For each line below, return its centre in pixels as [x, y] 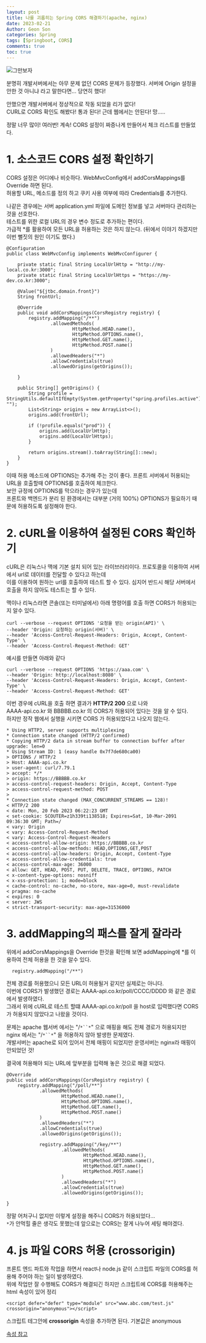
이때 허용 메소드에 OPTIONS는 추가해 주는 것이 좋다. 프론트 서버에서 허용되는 [98, 475]
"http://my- [151, 265]
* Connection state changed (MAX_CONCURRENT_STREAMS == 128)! [87, 800]
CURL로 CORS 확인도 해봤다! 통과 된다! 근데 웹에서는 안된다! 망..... [86, 112]
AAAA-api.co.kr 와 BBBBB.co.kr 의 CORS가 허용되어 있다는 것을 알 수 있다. [97, 711]
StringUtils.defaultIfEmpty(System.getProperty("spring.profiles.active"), [105, 399]
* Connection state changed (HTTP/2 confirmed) [68, 735]
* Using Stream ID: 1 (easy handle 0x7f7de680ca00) [74, 752]
